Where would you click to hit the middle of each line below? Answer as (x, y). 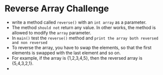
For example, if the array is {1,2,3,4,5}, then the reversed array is (77, 58)
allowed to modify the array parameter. (51, 33)
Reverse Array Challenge (57, 9)
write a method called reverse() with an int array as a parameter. (79, 22)
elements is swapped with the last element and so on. (66, 53)
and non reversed (30, 42)
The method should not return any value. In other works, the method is (84, 27)
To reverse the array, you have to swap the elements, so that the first (81, 47)
